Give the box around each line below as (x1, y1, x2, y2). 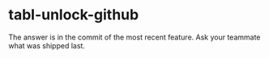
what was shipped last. (8, 40, 85, 50)
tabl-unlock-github (8, 6, 139, 24)
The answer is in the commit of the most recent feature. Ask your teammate (8, 32, 261, 42)
